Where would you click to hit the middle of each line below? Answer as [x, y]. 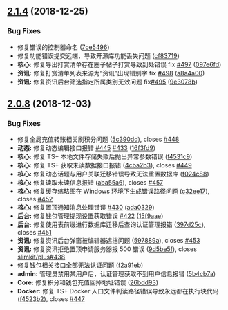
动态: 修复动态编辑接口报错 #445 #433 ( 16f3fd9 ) [86, 148]
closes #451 [34, 232]
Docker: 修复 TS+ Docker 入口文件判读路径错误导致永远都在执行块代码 [118, 291]
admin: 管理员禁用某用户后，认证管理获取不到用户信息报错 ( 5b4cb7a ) [116, 274]
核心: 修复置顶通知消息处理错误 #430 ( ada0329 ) [86, 208]
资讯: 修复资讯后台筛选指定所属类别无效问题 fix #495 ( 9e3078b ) [107, 82]
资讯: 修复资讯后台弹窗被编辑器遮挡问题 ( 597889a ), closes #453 [108, 241]
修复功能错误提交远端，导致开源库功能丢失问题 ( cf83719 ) [98, 55]
